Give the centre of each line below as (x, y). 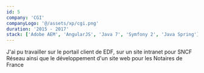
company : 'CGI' (25, 18)
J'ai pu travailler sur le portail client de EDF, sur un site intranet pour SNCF (99, 52)
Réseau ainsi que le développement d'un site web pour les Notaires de (94, 58)
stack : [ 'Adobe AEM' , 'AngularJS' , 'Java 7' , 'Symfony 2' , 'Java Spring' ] (103, 35)
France (15, 65)
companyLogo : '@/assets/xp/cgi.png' (53, 23)
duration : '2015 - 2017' (38, 29)
